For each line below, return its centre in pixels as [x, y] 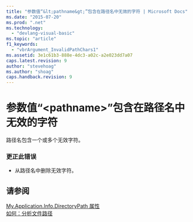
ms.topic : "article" [31, 39]
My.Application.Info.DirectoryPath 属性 [53, 206]
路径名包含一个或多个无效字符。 [45, 140]
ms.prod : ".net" [26, 22]
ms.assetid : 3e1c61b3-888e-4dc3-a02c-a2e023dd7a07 [69, 55]
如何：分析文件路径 [29, 213]
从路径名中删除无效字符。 [46, 170]
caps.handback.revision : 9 [39, 77]
